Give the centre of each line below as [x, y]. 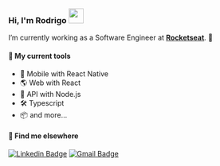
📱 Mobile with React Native [64, 73]
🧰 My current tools [39, 56]
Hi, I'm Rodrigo [37, 20]
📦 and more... [43, 114]
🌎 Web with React [50, 83]
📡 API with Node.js [50, 94]
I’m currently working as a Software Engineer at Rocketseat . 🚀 [111, 38]
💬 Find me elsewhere [43, 136]
